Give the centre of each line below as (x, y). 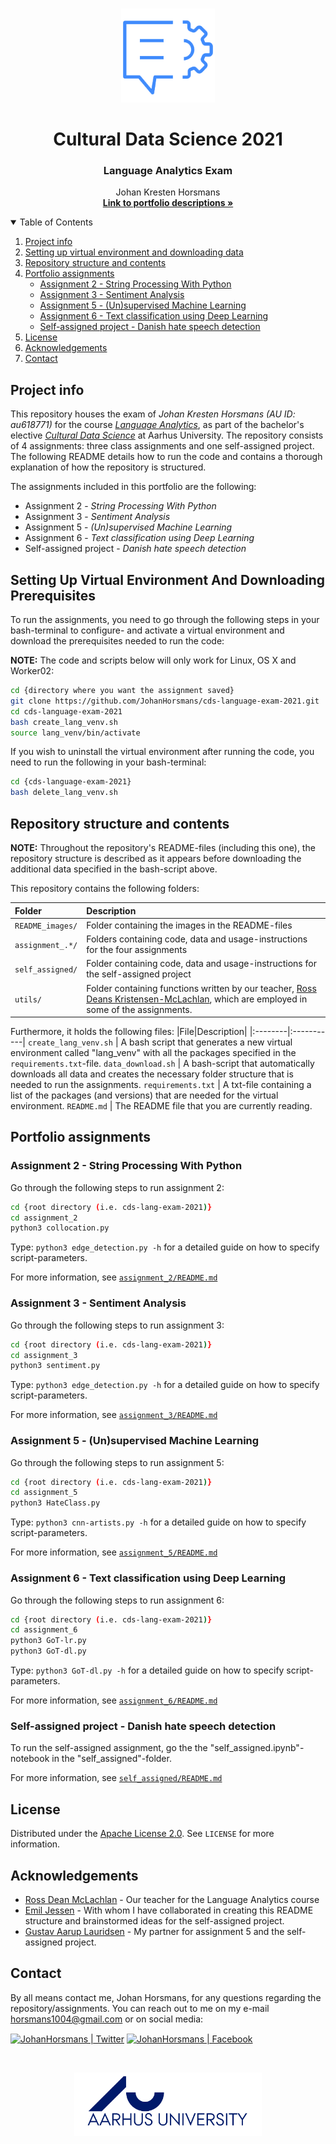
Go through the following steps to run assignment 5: (117, 1462)
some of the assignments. (139, 1009)
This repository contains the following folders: (105, 889)
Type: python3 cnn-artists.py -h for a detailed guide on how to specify (158, 1522)
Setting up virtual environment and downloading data (134, 252)
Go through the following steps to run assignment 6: (117, 1600)
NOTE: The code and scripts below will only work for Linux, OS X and (153, 660)
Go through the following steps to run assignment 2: (117, 1187)
